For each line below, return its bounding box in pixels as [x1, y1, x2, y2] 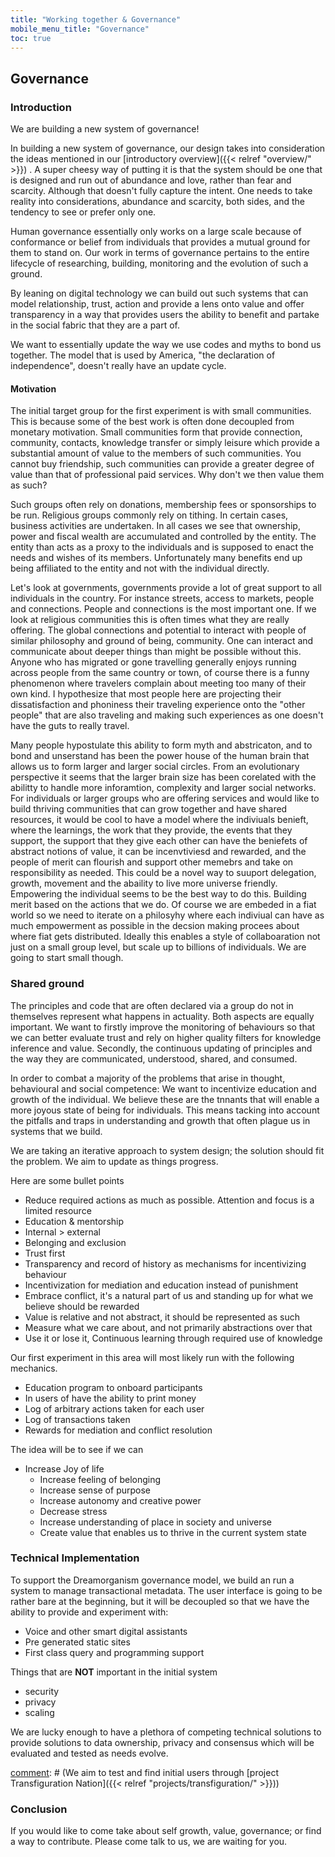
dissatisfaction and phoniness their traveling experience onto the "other [10, 699, 306, 711]
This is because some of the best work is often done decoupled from [10, 416, 295, 428]
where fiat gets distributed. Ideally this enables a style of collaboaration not [10, 931, 321, 943]
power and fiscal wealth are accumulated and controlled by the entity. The [10, 531, 317, 543]
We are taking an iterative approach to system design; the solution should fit [10, 1144, 325, 1156]
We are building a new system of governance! [10, 123, 200, 135]
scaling [24, 1706, 55, 1718]
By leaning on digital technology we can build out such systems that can [10, 287, 309, 300]
